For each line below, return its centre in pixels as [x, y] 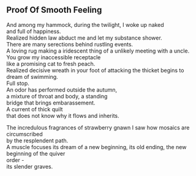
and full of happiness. [34, 31]
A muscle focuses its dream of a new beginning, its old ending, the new [96, 147]
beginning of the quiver [36, 153]
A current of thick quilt [35, 109]
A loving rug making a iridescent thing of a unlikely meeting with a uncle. [98, 51]
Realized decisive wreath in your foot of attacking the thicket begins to [95, 70]
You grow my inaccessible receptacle [54, 57]
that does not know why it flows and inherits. [63, 116]
